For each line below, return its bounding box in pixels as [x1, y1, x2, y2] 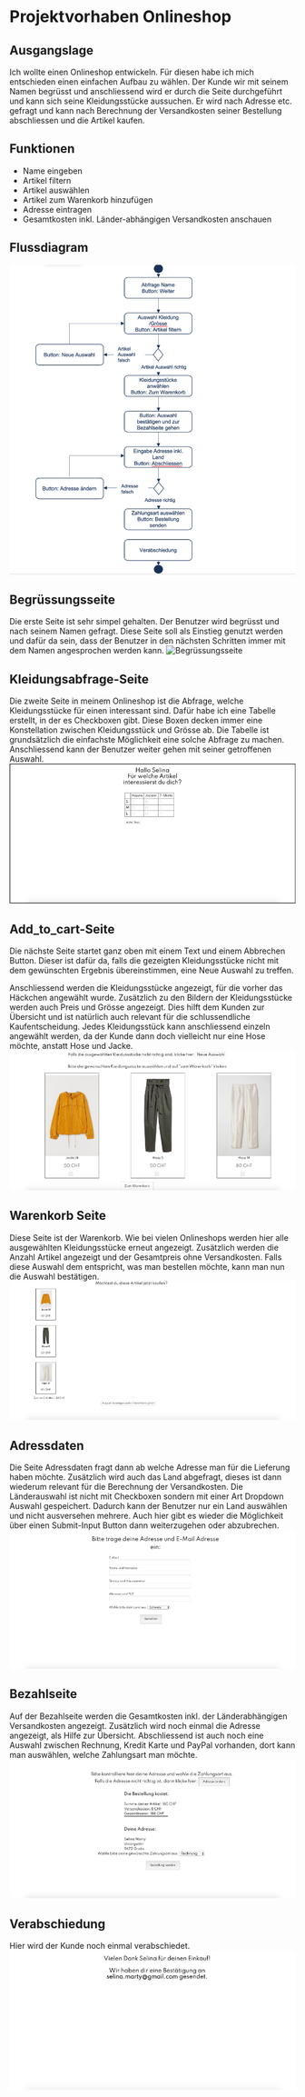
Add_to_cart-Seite [9, 921, 115, 937]
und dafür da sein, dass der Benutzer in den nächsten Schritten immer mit [9, 635, 286, 646]
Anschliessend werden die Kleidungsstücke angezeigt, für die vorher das [9, 982, 283, 993]
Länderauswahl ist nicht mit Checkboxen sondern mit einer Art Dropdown [9, 1491, 284, 1502]
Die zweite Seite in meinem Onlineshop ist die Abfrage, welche [9, 695, 244, 706]
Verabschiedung [9, 1916, 106, 1932]
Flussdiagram [9, 240, 89, 255]
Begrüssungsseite [9, 592, 115, 607]
